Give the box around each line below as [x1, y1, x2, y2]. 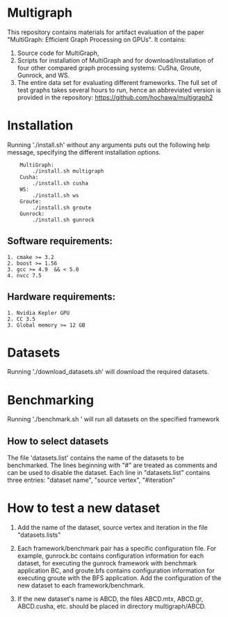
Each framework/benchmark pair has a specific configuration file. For [17, 545, 217, 553]
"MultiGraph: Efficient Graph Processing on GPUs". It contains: [7, 35, 186, 43]
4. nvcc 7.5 [7, 272, 42, 279]
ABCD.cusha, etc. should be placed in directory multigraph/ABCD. [17, 602, 206, 611]
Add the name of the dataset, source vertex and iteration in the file [17, 524, 208, 532]
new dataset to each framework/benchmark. [17, 581, 145, 590]
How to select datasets [7, 435, 109, 447]
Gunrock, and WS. [17, 71, 70, 79]
